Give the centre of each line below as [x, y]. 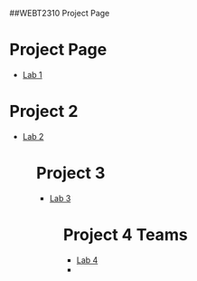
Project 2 [44, 111]
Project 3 [70, 174]
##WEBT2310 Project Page [60, 13]
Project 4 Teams [125, 235]
